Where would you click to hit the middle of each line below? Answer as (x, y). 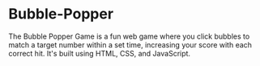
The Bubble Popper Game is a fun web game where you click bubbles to (129, 36)
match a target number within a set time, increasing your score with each (130, 44)
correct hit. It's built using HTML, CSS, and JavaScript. (100, 53)
